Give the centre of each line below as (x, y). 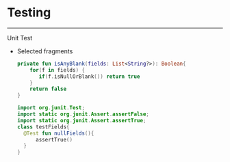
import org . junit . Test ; (51, 108)
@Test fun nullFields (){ (59, 133)
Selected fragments (45, 51)
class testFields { (43, 127)
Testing (29, 13)
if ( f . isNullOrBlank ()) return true (89, 77)
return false (48, 89)
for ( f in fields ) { (57, 70)
